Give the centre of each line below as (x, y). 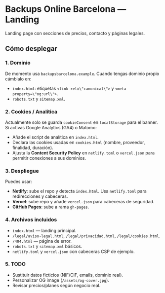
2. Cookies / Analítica (31, 111)
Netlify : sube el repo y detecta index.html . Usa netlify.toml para (79, 191)
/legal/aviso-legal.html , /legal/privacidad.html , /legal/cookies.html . (86, 236)
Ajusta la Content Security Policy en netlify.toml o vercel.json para (83, 153)
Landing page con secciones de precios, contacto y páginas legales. (75, 33)
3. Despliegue (22, 171)
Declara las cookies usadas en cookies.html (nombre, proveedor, (79, 142)
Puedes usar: (19, 182)
